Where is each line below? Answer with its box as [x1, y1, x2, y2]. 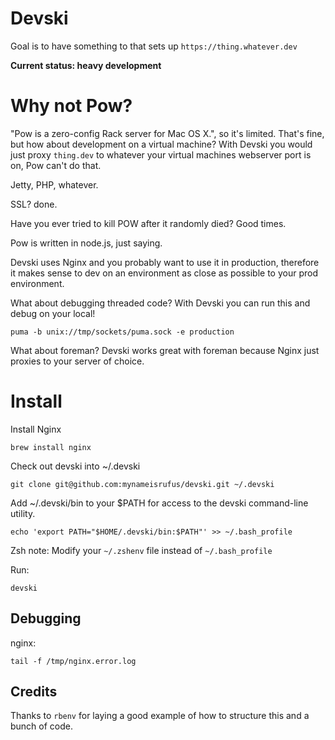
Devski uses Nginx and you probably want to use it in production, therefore [10, 256, 320, 268]
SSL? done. [10, 198, 58, 210]
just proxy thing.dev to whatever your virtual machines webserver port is [10, 148, 312, 161]
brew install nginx [10, 442, 92, 452]
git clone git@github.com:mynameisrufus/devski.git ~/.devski [10, 479, 275, 489]
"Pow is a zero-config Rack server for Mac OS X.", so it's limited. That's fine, [10, 127, 325, 139]
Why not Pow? [10, 95, 133, 117]
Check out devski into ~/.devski [10, 460, 141, 472]
